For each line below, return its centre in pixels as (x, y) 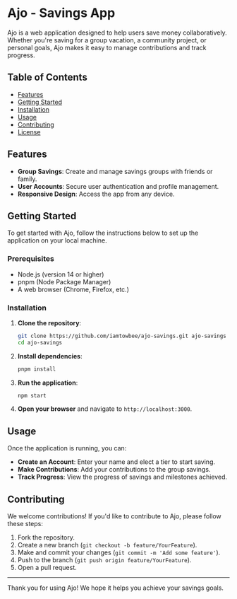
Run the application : (48, 383)
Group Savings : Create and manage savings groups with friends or (115, 171)
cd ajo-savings (40, 342)
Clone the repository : (49, 322)
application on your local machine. (57, 240)
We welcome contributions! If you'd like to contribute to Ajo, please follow (115, 516)
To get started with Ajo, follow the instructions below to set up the (103, 233)
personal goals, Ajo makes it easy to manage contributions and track (107, 47)
